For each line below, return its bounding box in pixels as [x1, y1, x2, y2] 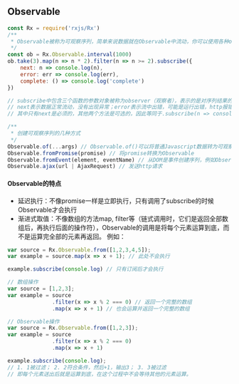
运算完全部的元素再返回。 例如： [30, 232, 126, 241]
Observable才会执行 [17, 205, 77, 214]
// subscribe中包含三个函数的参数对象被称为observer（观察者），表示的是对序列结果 [7, 97, 228, 104]
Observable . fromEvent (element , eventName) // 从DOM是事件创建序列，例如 [7, 156, 216, 163]
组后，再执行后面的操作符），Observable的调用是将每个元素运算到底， [17, 223, 223, 232]
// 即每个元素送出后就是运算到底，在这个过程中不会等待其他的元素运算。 [7, 370, 192, 378]
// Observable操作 [7, 318, 60, 325]
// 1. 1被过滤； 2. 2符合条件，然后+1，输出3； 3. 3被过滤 [7, 363, 167, 371]
